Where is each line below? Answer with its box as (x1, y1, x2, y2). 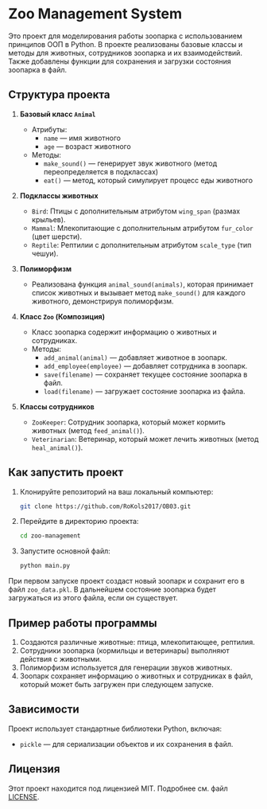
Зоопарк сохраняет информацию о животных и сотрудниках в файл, (19, 671, 253, 681)
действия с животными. (19, 655, 102, 663)
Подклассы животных (19, 190, 99, 200)
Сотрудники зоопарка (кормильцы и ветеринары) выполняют (19, 646, 230, 655)
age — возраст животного (43, 141, 131, 151)
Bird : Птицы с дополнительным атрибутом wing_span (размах (31, 206, 241, 216)
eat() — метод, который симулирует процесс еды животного (43, 175, 253, 185)
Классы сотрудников (19, 401, 95, 411)
